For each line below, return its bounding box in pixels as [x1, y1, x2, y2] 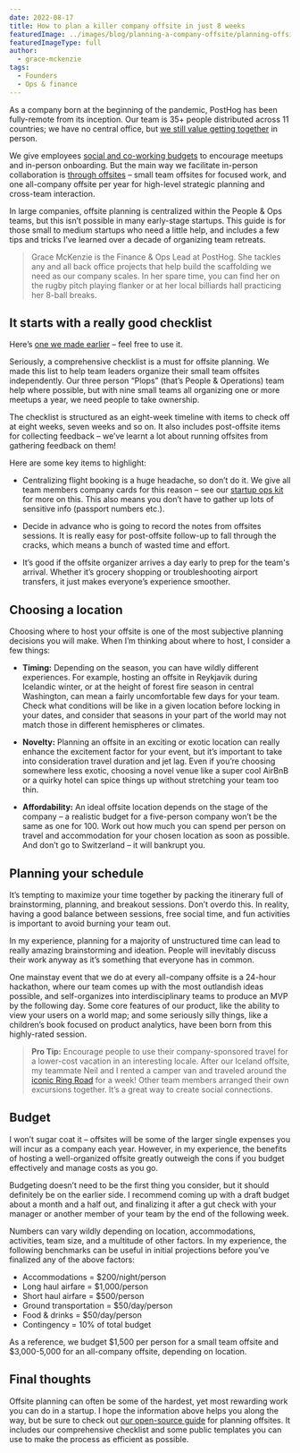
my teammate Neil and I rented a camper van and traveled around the [30, 1065, 287, 1076]
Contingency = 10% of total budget [21, 1319, 152, 1329]
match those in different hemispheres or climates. [21, 720, 205, 731]
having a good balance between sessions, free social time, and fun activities [9, 909, 291, 919]
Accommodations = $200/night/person [21, 1271, 167, 1282]
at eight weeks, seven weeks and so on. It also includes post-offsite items [9, 422, 281, 432]
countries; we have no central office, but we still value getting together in [9, 123, 279, 134]
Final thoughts [9, 1372, 92, 1388]
